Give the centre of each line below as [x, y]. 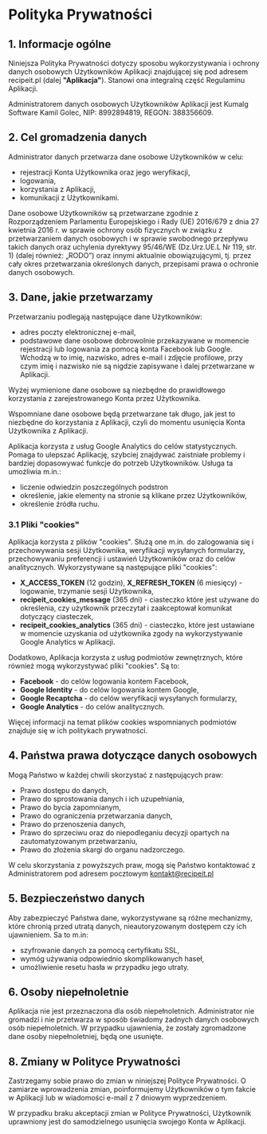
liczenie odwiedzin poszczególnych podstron [94, 487]
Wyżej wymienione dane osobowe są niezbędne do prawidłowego [117, 390]
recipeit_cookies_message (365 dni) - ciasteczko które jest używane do [139, 599]
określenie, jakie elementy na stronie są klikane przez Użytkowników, [133, 495]
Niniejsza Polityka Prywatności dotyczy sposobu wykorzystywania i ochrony [134, 63]
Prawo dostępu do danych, [64, 790]
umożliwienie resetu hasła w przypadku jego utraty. [104, 967]
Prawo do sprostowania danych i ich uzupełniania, [102, 799]
